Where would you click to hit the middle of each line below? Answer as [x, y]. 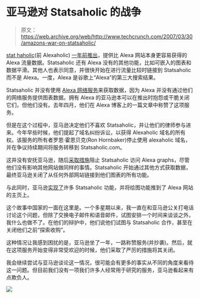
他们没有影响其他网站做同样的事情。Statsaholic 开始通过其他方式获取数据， [99, 167]
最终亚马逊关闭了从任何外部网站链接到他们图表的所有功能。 [79, 175]
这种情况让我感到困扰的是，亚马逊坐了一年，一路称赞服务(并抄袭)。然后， [97, 242]
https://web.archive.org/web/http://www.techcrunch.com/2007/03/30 [107, 36]
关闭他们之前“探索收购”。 [37, 230]
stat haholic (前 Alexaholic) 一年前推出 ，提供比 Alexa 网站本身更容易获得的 [97, 55]
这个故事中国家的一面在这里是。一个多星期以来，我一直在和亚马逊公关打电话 [100, 207]
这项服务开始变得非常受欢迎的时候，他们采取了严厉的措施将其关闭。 [95, 250]
